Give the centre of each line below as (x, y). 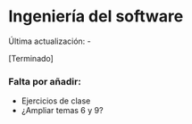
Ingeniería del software (96, 17)
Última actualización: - (50, 41)
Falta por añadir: (45, 81)
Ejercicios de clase (56, 101)
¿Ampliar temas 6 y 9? (62, 111)
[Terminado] (31, 58)
